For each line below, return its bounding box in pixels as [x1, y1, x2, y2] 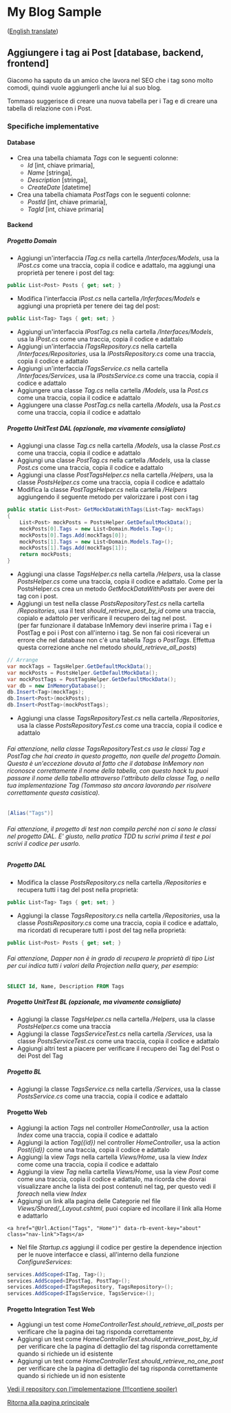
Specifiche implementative [7, 121, 100, 131]
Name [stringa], [27, 168, 72, 177]
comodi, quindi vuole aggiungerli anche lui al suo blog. [7, 83, 162, 92]
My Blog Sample [7, 4, 102, 20]
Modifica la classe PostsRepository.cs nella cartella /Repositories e [16, 878, 207, 887]
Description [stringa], [27, 175, 88, 184]
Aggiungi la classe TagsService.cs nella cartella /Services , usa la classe [16, 1085, 221, 1094]
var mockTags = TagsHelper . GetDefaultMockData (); [7, 663, 153, 670]
